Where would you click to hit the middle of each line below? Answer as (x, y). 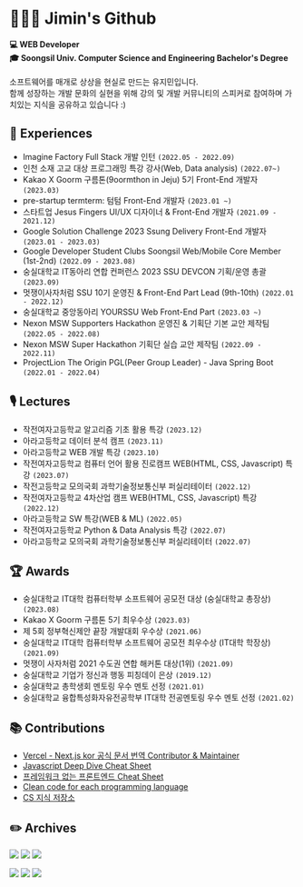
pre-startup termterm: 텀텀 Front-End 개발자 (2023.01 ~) (127, 200)
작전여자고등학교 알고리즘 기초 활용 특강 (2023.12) (112, 429)
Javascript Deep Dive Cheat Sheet (87, 766)
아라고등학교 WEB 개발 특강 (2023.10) (91, 452)
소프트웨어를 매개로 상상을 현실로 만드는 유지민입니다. (104, 82)
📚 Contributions (57, 728)
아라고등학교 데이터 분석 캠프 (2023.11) (93, 441)
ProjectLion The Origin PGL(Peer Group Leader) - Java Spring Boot (148, 362)
